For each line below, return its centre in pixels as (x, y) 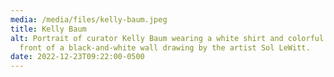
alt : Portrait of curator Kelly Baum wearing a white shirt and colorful (167, 38)
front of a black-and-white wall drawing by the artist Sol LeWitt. (165, 47)
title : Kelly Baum (48, 29)
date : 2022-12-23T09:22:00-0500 (77, 57)
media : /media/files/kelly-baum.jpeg (89, 19)
